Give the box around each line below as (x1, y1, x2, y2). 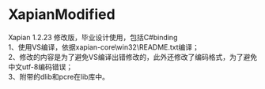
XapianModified (8, 6, 116, 24)
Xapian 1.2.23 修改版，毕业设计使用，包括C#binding (8, 32, 178, 42)
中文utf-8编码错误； (8, 61, 74, 72)
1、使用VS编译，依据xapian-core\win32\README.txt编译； (8, 42, 200, 52)
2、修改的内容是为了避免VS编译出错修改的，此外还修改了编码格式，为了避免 (8, 52, 258, 61)
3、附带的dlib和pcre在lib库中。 (8, 72, 109, 81)
